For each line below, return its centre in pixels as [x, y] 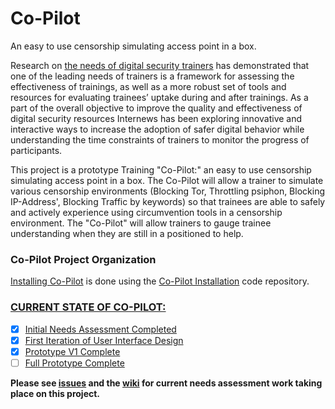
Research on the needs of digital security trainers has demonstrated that [160, 65]
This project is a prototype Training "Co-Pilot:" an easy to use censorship [161, 169]
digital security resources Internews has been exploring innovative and [156, 118]
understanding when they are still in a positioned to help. [127, 233]
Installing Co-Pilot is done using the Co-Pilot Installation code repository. [160, 281]
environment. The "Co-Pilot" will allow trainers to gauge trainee [141, 223]
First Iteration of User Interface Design [104, 340]
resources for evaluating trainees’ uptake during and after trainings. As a [159, 97]
